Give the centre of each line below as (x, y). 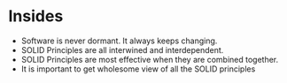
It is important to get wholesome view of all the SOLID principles (138, 69)
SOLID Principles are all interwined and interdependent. (122, 49)
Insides (36, 16)
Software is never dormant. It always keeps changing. (119, 41)
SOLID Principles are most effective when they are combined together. (150, 59)
